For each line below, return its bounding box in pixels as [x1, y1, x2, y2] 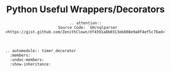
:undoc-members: [10, 57, 44, 62]
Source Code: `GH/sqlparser [58, 25, 118, 30]
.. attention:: [69, 20, 102, 26]
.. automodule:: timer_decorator [5, 48, 76, 53]
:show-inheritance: [10, 61, 51, 67]
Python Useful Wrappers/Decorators [6, 4, 165, 15]
